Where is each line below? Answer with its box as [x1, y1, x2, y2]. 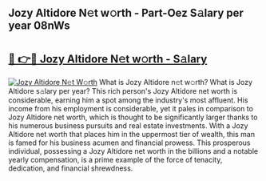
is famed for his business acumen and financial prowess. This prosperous [8, 138, 251, 147]
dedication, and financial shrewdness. [8, 163, 133, 173]
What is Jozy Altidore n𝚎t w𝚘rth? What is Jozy [98, 78, 253, 86]
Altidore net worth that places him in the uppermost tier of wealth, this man [8, 130, 256, 139]
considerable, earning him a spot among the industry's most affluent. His [8, 95, 248, 105]
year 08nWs [8, 19, 70, 33]
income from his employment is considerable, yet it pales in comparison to [8, 104, 254, 113]
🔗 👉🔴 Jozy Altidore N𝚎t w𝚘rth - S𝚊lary [8, 52, 208, 66]
